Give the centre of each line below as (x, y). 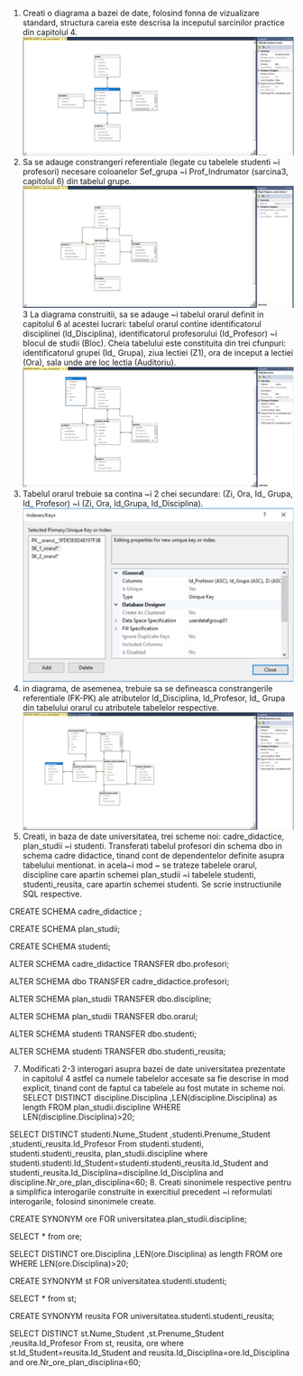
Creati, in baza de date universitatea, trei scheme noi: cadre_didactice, (153, 836)
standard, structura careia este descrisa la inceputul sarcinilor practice (154, 23)
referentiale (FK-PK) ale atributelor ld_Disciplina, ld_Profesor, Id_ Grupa (154, 698)
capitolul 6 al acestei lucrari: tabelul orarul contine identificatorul (142, 323)
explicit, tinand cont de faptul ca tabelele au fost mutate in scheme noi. (154, 1088)
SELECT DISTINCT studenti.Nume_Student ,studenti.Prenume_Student (140, 1134)
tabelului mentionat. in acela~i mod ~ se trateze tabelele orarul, (140, 865)
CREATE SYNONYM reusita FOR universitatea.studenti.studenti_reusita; (142, 1316)
